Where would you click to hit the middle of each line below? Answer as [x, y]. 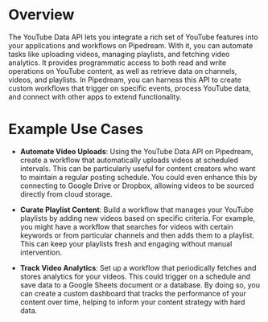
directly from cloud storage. [66, 194]
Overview [41, 15]
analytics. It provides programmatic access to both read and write [118, 63]
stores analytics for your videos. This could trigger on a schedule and [135, 276]
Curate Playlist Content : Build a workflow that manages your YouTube [136, 210]
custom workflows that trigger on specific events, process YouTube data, [130, 88]
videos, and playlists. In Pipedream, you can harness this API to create [125, 79]
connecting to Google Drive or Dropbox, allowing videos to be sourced [137, 185]
